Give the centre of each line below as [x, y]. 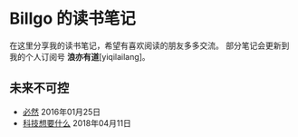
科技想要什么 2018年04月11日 [77, 122]
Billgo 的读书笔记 [72, 19]
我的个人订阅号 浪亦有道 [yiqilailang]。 [80, 56]
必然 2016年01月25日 [62, 112]
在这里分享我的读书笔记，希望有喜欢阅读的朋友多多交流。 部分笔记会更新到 [149, 45]
